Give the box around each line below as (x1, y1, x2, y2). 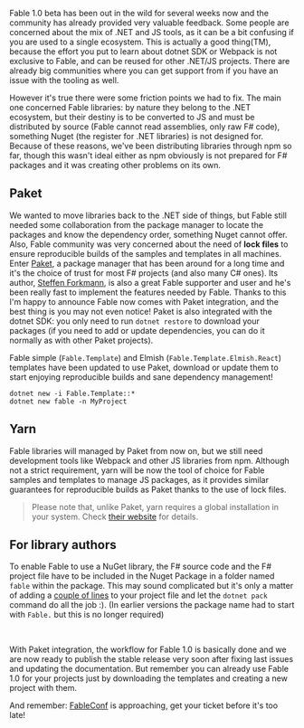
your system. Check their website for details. (31, 511, 199, 522)
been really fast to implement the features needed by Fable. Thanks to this (9, 287, 287, 298)
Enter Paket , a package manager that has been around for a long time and (9, 258, 285, 269)
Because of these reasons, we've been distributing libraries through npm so (9, 140, 292, 151)
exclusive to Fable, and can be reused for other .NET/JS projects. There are (9, 56, 290, 66)
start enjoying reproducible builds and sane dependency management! (9, 371, 273, 383)
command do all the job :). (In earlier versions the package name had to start (9, 600, 295, 610)
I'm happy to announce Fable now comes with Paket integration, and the (9, 296, 279, 307)
